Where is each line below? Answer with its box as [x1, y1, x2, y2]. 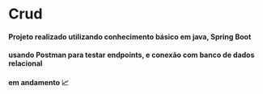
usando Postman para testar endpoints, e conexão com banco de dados [8, 50, 255, 60]
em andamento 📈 [8, 77, 70, 87]
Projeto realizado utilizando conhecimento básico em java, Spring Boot [8, 31, 252, 41]
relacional [8, 59, 43, 68]
